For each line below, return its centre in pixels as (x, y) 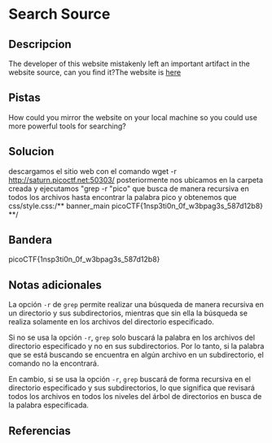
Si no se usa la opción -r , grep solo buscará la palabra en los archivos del (132, 337)
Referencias (40, 430)
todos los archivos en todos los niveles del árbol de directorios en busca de (135, 397)
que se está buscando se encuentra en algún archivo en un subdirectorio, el (136, 355)
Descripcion (40, 44)
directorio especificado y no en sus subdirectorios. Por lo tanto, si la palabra (136, 346)
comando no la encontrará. (54, 363)
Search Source (59, 14)
